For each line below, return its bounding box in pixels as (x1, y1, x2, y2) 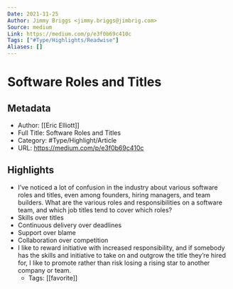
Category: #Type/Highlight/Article (17, 136, 117, 144)
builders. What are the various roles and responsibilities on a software (17, 198, 222, 207)
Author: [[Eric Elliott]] (17, 121, 80, 129)
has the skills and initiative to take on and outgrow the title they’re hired (17, 251, 226, 259)
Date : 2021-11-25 (7, 10, 59, 18)
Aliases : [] (7, 43, 43, 50)
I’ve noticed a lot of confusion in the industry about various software (17, 182, 218, 192)
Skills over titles (17, 213, 64, 222)
